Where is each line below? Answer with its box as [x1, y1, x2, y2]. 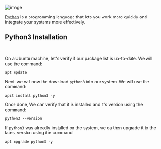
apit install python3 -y [5, 93, 55, 98]
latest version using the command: [5, 130, 74, 135]
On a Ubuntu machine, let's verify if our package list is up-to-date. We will [5, 55, 153, 61]
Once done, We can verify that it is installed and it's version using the [5, 101, 143, 107]
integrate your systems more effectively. [5, 19, 86, 25]
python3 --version [5, 116, 42, 121]
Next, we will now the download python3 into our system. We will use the [5, 78, 149, 84]
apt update [5, 70, 27, 75]
